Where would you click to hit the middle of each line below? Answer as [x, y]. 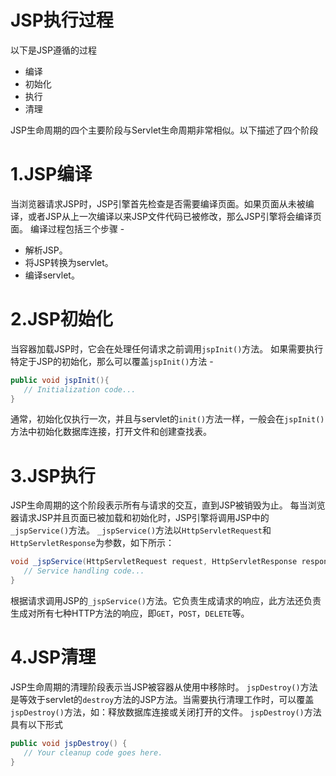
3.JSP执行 [53, 475]
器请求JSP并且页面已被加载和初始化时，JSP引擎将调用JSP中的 [140, 518]
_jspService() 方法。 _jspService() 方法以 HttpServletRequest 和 [141, 530]
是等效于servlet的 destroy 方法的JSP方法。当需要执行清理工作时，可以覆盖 [162, 699]
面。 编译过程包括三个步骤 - [67, 228]
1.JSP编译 [51, 174]
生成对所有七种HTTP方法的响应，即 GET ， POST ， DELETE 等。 [130, 613]
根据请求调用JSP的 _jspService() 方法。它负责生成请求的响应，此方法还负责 [166, 600]
